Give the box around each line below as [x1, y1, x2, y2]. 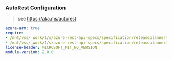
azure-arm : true [5, 26, 40, 31]
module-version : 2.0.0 [5, 49, 54, 55]
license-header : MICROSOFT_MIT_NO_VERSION [5, 45, 97, 50]
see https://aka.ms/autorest [17, 16, 77, 22]
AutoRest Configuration [5, 4, 66, 11]
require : [5, 30, 24, 36]
